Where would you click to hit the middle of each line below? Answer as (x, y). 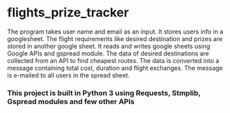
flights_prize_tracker (68, 13)
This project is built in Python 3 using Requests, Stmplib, (104, 92)
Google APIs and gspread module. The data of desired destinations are (108, 53)
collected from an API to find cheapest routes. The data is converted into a (113, 60)
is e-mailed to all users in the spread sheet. (68, 75)
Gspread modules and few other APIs (71, 101)
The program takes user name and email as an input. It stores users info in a (115, 32)
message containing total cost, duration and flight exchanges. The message (115, 68)
